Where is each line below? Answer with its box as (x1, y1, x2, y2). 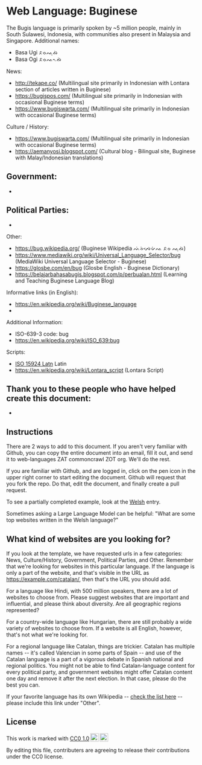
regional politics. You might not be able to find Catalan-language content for (6, 662, 195, 669)
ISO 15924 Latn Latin (14, 360, 67, 367)
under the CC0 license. (6, 753, 64, 760)
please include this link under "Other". (6, 699, 101, 706)
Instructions (6, 427, 53, 437)
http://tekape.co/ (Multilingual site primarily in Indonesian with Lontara (14, 79, 190, 86)
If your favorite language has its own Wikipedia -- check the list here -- (6, 693, 183, 700)
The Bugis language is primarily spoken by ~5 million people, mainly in (6, 24, 181, 31)
